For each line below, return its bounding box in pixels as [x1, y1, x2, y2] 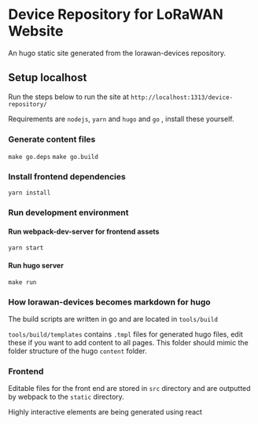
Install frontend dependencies [8, 171, 126, 182]
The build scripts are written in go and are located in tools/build [8, 314, 219, 323]
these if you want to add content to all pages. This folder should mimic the [8, 337, 249, 347]
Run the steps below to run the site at [8, 92, 130, 101]
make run [8, 278, 37, 286]
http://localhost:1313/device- [131, 93, 234, 101]
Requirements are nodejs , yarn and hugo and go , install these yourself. [8, 114, 234, 124]
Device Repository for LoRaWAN [8, 6, 223, 24]
